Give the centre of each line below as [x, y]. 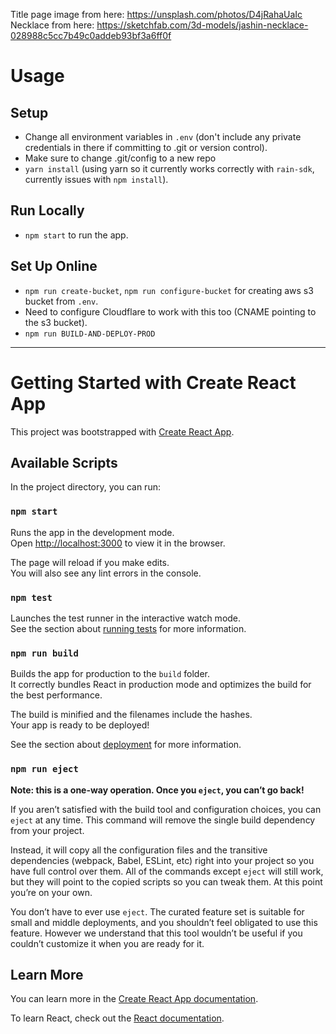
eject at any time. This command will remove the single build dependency [163, 820]
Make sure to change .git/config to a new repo [120, 158]
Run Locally [47, 210]
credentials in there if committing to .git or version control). [146, 147]
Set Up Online [54, 266]
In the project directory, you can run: [85, 487]
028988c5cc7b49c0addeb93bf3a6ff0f [91, 35]
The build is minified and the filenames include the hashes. [131, 715]
